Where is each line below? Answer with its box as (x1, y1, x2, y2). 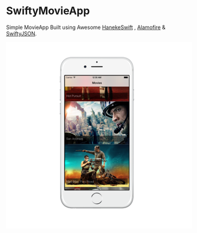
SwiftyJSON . (6, 30, 37, 37)
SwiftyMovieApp (6, 4, 90, 18)
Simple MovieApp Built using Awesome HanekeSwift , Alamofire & (6, 24, 166, 31)
